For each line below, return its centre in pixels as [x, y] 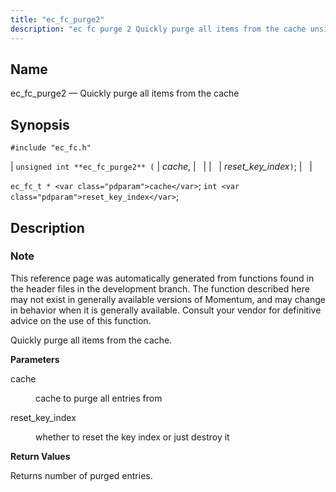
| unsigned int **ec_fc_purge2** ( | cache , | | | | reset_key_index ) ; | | [161, 167]
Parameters [35, 359]
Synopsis [40, 124]
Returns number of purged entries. [81, 475]
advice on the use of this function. [81, 320]
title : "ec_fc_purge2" [57, 19]
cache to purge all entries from [99, 398]
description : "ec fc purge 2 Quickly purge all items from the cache [158, 29]
